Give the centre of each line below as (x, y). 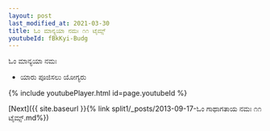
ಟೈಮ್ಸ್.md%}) (29, 118)
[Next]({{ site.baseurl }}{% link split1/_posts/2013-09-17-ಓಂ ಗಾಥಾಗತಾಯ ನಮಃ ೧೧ (135, 108)
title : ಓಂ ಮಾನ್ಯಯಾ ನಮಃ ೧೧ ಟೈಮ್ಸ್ (57, 31)
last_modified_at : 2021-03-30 (59, 23)
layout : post (30, 16)
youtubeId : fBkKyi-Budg (48, 38)
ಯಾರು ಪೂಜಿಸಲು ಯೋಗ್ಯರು (53, 77)
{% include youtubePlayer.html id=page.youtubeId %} (98, 93)
